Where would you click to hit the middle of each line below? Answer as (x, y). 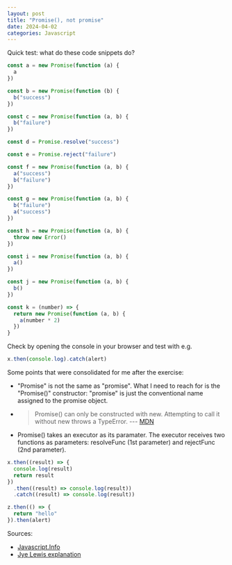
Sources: (20, 533)
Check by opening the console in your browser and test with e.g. (100, 346)
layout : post (26, 14)
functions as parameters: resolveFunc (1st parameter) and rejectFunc (116, 442)
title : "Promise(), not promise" (56, 20)
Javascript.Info (39, 547)
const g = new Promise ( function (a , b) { (68, 199)
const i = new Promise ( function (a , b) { (68, 256)
